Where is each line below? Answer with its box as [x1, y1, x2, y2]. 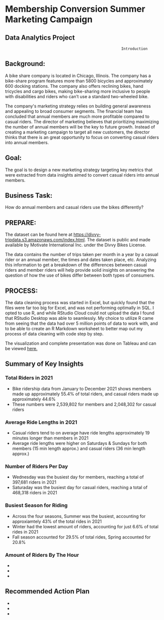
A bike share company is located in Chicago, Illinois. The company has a [5, 73, 151, 78]
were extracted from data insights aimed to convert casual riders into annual [5, 172, 159, 178]
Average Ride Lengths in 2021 [5, 418, 77, 425]
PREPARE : [5, 218, 37, 227]
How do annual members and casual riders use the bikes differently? [5, 205, 143, 210]
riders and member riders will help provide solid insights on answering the [5, 267, 155, 273]
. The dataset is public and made [84, 237, 151, 243]
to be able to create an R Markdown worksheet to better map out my [5, 326, 143, 332]
